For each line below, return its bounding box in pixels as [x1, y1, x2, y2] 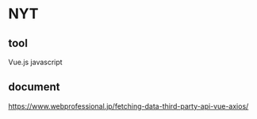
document [8, 80, 60, 94]
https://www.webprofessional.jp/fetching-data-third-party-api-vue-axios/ [8, 101, 249, 111]
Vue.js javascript [8, 57, 63, 67]
